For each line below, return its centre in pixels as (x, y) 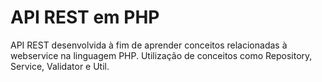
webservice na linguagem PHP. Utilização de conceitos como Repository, (161, 55)
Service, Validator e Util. (60, 66)
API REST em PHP (85, 17)
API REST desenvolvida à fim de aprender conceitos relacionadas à (149, 45)
